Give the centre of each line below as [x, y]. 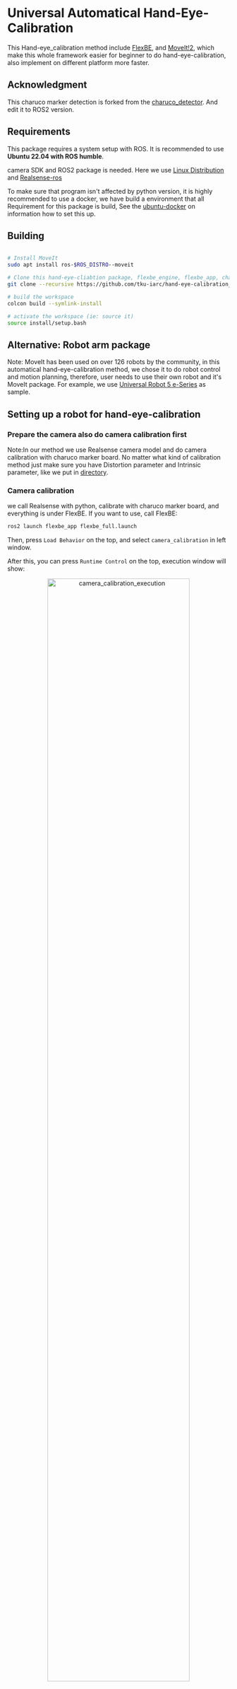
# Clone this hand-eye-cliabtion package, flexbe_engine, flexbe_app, [113, 278]
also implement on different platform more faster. [79, 62]
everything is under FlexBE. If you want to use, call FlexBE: [92, 513]
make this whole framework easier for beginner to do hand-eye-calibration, [117, 55]
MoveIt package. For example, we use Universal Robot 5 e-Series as [107, 385]
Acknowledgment [47, 85]
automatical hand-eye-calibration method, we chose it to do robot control [114, 370]
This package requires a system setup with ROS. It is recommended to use [116, 148]
